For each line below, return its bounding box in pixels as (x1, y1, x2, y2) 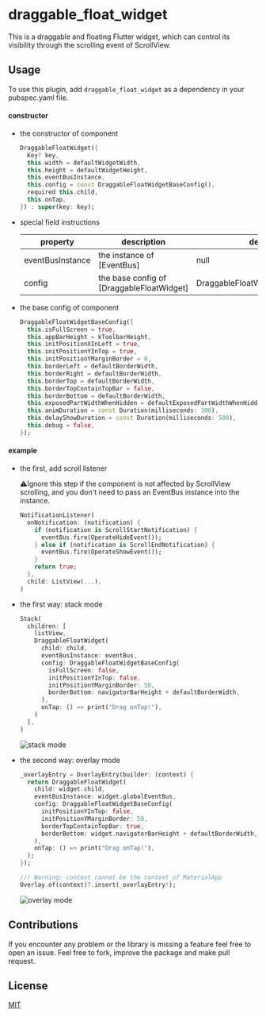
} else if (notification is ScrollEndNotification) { (34, 541, 215, 549)
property (40, 236, 75, 247)
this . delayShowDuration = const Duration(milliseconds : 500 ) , (27, 414, 237, 422)
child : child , (40, 645, 88, 653)
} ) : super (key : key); (19, 202, 95, 211)
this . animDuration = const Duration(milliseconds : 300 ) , (27, 406, 219, 414)
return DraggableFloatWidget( (27, 778, 127, 786)
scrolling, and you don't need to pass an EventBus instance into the (19, 487, 240, 497)
